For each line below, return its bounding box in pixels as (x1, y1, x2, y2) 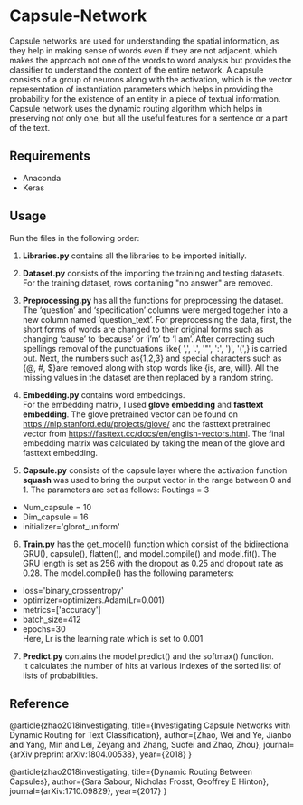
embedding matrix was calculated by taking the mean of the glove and (22, 437, 286, 449)
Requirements (9, 149, 90, 164)
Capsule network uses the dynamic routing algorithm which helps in (9, 102, 263, 113)
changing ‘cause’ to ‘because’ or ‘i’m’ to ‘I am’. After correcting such (22, 333, 276, 344)
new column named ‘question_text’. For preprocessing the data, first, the (22, 314, 292, 325)
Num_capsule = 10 (22, 501, 92, 512)
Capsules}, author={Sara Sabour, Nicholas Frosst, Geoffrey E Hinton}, (9, 776, 270, 787)
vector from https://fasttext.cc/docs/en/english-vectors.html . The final (22, 428, 285, 439)
